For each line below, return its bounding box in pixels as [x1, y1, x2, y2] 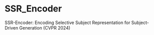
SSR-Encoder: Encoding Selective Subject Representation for [4, 19, 131, 25]
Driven [4, 24, 18, 30]
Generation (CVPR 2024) [19, 24, 71, 30]
